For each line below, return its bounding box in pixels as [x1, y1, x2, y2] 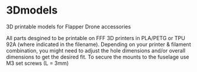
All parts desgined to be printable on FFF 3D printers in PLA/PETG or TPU [6, 34, 185, 41]
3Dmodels [6, 4, 58, 17]
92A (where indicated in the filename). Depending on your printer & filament [6, 41, 191, 48]
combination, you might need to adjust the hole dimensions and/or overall [6, 47, 186, 54]
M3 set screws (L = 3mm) [6, 60, 69, 67]
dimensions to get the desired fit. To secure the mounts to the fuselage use [6, 53, 189, 60]
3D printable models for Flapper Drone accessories [6, 23, 131, 30]
